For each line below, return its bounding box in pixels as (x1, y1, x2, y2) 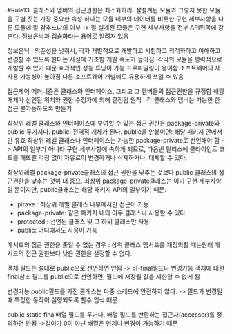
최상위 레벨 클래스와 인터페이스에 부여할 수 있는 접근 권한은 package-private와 (7, 119, 220, 127)
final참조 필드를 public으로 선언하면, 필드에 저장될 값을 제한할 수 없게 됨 (7, 273, 200, 281)
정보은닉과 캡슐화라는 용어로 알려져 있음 (21, 32, 129, 40)
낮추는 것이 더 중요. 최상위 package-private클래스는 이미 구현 (30, 177, 198, 185)
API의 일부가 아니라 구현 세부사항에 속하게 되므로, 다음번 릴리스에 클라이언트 (12, 145, 218, 153)
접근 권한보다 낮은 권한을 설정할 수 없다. (25, 249, 133, 257)
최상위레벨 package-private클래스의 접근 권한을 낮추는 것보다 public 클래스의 (7, 168, 217, 176)
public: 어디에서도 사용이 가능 (17, 226, 98, 234)
